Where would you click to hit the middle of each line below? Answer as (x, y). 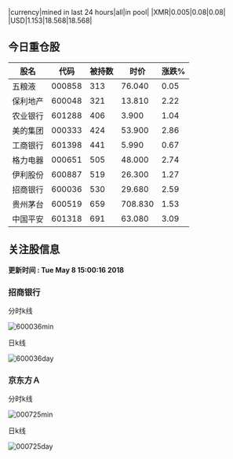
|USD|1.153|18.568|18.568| (50, 20)
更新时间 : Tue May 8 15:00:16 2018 (66, 270)
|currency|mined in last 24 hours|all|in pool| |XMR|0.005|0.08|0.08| (117, 12)
